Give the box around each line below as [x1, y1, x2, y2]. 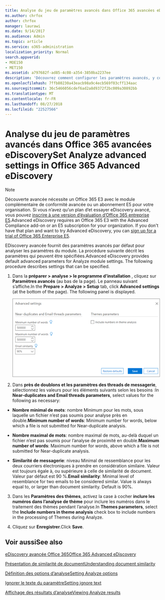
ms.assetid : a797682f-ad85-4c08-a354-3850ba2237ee [5, 71, 111, 75]
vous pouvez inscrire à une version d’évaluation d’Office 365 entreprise [5, 212, 150, 218]
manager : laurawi [5, 24, 41, 29]
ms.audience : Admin [5, 34, 45, 39]
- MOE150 [5, 60, 23, 65]
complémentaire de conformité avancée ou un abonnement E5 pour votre [5, 202, 154, 208]
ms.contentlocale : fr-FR [5, 96, 56, 101]
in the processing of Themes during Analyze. [12, 514, 104, 520]
